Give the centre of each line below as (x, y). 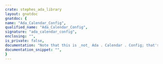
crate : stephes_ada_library (33, 9)
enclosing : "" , (20, 37)
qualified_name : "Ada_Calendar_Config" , (47, 27)
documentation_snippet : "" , (33, 50)
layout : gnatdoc (21, 14)
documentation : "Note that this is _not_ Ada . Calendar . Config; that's (82, 45)
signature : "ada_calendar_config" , (41, 32)
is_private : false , (25, 41)
